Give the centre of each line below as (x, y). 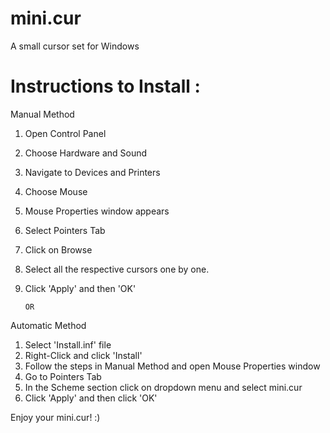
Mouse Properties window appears (97, 211)
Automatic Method (48, 325)
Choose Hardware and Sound (86, 153)
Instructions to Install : (105, 86)
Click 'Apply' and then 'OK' (80, 288)
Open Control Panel (65, 133)
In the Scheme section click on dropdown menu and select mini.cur (163, 387)
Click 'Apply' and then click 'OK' (91, 398)
